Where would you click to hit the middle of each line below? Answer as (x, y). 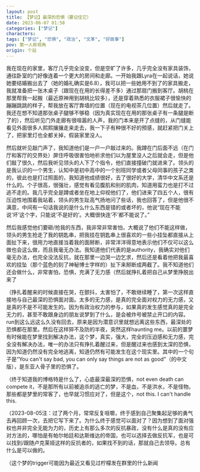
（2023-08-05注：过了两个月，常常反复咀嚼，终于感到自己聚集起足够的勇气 (100, 413)
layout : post (22, 12)
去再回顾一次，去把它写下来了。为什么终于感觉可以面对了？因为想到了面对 (97, 420)
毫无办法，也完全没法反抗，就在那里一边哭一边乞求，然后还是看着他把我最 (97, 257)
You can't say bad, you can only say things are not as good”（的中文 (103, 359)
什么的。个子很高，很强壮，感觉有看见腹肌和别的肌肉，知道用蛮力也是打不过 (100, 185)
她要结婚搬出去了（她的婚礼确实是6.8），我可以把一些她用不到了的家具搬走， (100, 83)
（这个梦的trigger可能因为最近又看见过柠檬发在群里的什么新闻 (82, 462)
